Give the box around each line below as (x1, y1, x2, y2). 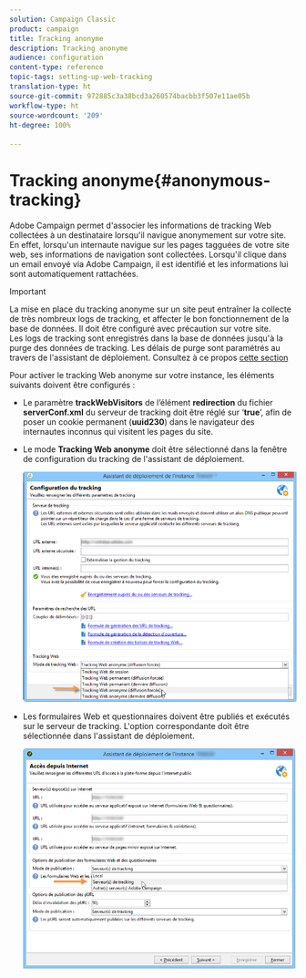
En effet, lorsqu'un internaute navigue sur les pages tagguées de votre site (9, 240, 290, 251)
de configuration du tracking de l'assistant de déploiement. (22, 454, 245, 465)
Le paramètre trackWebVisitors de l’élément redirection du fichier (22, 397, 273, 408)
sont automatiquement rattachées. (9, 269, 139, 280)
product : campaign (9, 24, 79, 34)
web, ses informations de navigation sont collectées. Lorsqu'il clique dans (9, 249, 287, 260)
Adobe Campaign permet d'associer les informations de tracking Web (9, 220, 271, 232)
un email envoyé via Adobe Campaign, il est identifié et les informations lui (9, 259, 289, 270)
